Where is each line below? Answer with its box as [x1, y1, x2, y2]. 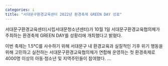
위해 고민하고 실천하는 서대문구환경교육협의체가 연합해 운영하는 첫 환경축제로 [5, 49, 155, 55]
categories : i [5, 7, 35, 12]
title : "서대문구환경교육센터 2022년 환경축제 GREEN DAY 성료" [5, 12, 122, 17]
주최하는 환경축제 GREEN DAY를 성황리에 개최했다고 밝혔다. [5, 32, 122, 38]
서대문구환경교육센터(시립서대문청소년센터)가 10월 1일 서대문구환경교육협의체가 [5, 26, 160, 32]
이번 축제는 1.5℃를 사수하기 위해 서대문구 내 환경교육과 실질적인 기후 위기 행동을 [5, 43, 163, 49]
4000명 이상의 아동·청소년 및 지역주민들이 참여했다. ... [5, 55, 111, 61]
